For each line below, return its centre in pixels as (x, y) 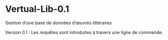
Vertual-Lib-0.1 (37, 9)
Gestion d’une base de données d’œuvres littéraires (58, 23)
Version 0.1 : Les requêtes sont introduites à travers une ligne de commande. (84, 32)
